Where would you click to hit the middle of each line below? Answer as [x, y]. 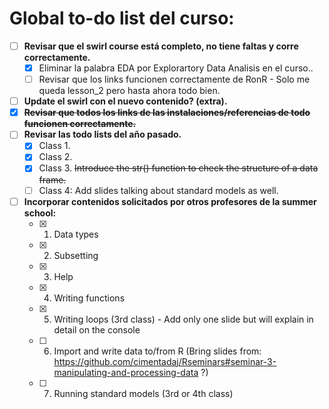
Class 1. [54, 146]
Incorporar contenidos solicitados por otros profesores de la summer [170, 201]
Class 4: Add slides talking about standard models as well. [158, 190]
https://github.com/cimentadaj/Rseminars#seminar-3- [165, 361]
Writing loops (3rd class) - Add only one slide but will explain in [183, 319]
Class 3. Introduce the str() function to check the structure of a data [178, 168]
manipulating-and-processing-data [126, 372]
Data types [76, 234]
